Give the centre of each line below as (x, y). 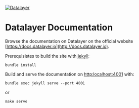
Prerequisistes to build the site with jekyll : (47, 56)
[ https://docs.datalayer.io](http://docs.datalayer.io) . (57, 46)
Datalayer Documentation (59, 28)
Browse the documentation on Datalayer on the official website (69, 41)
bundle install (21, 65)
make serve (16, 101)
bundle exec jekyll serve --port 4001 (45, 83)
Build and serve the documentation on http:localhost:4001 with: (70, 74)
